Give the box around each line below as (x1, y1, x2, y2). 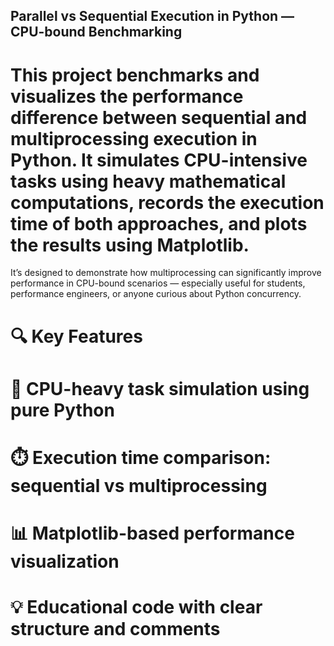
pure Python (10, 399, 115, 421)
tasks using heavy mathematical (10, 170, 287, 193)
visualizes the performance (10, 85, 244, 108)
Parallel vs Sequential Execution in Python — (10, 8, 295, 25)
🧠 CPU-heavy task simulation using (10, 377, 310, 400)
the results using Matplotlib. (10, 234, 250, 256)
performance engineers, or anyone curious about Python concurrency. (10, 288, 302, 300)
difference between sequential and (10, 106, 308, 129)
